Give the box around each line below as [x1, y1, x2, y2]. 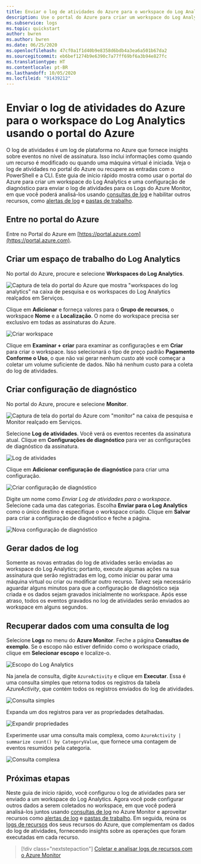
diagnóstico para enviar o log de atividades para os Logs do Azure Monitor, [6, 185, 192, 192]
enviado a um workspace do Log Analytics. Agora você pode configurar [6, 795, 184, 802]
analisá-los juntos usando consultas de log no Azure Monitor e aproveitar [6, 808, 187, 815]
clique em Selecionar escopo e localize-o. [6, 649, 111, 657]
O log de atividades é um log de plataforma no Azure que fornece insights [6, 146, 188, 154]
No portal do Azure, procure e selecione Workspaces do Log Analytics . [6, 270, 184, 277]
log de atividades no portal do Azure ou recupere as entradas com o [6, 166, 175, 173]
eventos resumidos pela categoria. [6, 744, 92, 752]
